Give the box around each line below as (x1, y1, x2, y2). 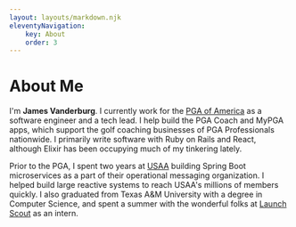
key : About (25, 29, 66, 38)
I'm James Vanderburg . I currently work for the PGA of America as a (9, 106, 262, 117)
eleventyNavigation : (9, 21, 86, 30)
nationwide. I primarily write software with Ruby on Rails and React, (9, 134, 257, 145)
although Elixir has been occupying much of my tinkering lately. (9, 143, 243, 154)
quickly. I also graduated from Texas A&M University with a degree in (9, 189, 263, 200)
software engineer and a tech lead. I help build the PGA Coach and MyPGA (9, 115, 284, 126)
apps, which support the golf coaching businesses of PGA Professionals (9, 125, 275, 135)
